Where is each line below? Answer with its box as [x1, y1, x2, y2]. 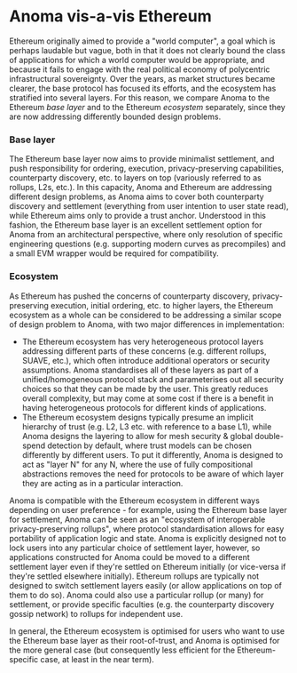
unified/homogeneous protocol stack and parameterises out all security [21, 373, 284, 384]
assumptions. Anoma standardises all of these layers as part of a [21, 365, 259, 375]
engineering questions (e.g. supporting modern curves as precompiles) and [9, 238, 286, 250]
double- [254, 430, 284, 441]
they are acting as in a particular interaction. [21, 477, 184, 488]
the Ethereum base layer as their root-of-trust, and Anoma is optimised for [9, 635, 281, 645]
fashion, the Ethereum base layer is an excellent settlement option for [9, 220, 262, 230]
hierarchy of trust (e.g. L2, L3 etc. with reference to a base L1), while [21, 421, 272, 432]
